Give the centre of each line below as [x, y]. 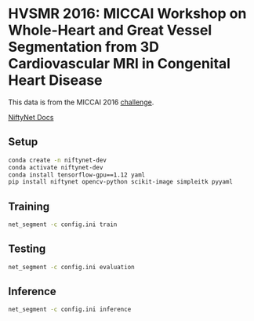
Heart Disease [56, 80]
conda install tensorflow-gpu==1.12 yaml [77, 175]
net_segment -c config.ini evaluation [71, 267]
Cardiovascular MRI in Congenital [120, 64]
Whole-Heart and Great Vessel [110, 30]
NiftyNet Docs [31, 117]
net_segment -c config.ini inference [70, 310]
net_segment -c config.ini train [63, 224]
